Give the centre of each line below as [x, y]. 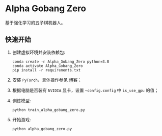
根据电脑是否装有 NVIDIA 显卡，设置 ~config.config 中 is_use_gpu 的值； [85, 90]
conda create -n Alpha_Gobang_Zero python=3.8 [61, 62]
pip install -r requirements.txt [46, 70]
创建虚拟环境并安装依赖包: [39, 52]
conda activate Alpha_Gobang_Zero [47, 66]
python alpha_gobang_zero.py [42, 129]
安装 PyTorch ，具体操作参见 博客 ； [47, 80]
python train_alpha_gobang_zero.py [49, 110]
